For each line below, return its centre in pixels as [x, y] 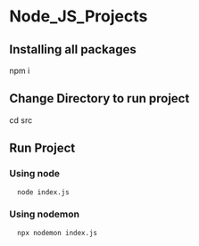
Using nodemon [45, 214]
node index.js [43, 192]
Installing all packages [73, 49]
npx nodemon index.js [58, 233]
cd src [21, 120]
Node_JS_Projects [79, 16]
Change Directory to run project [99, 98]
